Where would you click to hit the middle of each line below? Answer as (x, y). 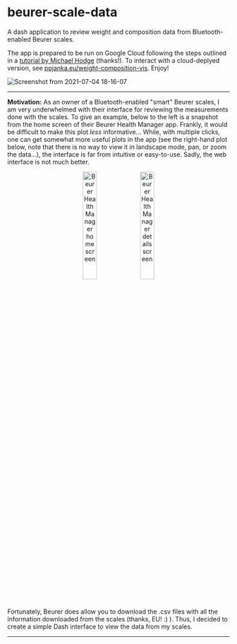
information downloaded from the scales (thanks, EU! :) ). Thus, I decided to (117, 619)
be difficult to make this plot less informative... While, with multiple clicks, (114, 132)
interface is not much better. (48, 162)
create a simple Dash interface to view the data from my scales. (100, 626)
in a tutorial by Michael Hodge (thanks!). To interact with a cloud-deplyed (114, 60)
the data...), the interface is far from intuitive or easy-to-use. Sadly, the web (117, 154)
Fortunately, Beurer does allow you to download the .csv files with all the (113, 612)
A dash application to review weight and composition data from (99, 32)
